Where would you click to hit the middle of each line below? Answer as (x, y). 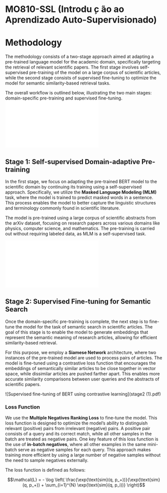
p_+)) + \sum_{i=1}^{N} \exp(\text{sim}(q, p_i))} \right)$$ (87, 485)
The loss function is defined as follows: (45, 470)
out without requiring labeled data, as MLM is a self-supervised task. (76, 233)
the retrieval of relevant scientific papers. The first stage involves (72, 67)
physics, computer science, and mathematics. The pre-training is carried (80, 228)
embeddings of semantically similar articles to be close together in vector (81, 368)
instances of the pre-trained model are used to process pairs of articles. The (84, 357)
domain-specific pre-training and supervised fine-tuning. (64, 98)
